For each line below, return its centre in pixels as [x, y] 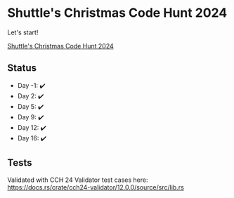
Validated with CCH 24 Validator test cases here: [78, 180]
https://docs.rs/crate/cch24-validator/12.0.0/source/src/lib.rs [96, 187]
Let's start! [23, 32]
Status [22, 68]
